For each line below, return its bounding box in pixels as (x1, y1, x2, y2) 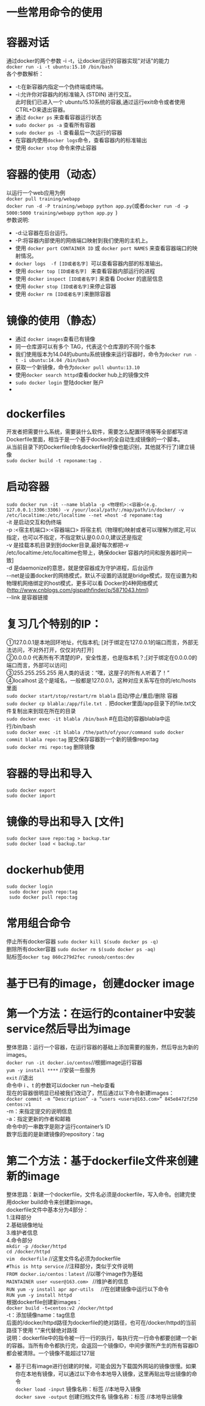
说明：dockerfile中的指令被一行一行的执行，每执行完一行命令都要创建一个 (6, 1334, 192, 1341)
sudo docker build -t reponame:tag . (6, 457, 103, 464)
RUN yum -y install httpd (6, 1292, 72, 1298)
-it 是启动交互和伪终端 (6, 518, 62, 526)
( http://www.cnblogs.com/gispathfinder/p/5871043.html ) (6, 586, 149, 593)
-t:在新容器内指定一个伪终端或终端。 (15, 83, 107, 90)
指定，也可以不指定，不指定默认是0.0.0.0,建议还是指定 (6, 534, 143, 541)
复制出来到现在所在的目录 (11, 707, 76, 714)
